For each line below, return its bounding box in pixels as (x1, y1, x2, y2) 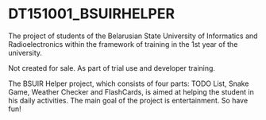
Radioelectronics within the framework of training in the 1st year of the (8, 39, 238, 48)
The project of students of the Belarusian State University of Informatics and (8, 31, 258, 41)
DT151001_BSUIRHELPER (8, 5, 175, 23)
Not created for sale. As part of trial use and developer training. (8, 63, 216, 72)
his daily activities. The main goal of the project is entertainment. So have (8, 95, 249, 105)
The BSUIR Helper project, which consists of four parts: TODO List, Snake (8, 79, 249, 88)
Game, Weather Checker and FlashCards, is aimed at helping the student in (8, 87, 254, 96)
